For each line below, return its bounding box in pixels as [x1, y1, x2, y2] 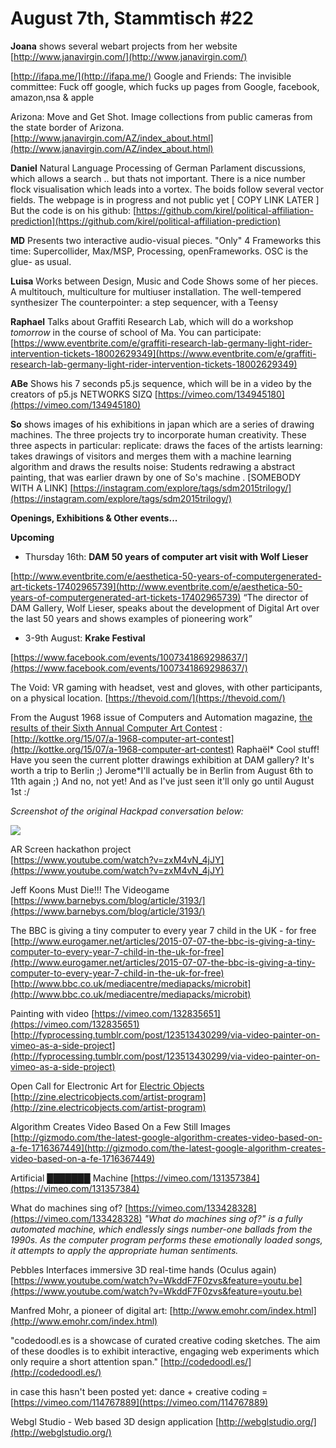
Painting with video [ [10, 1007, 95, 1019]
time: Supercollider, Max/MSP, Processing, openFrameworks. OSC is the [10, 245, 309, 257]
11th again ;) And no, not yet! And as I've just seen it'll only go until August [10, 775, 315, 787]
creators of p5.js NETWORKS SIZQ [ [10, 388, 158, 400]
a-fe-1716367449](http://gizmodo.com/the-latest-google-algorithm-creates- [10, 1142, 326, 1154]
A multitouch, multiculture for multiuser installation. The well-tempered [10, 285, 302, 297]
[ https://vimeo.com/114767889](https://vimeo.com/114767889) [10, 1396, 269, 1408]
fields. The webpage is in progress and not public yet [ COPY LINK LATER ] [10, 193, 320, 206]
